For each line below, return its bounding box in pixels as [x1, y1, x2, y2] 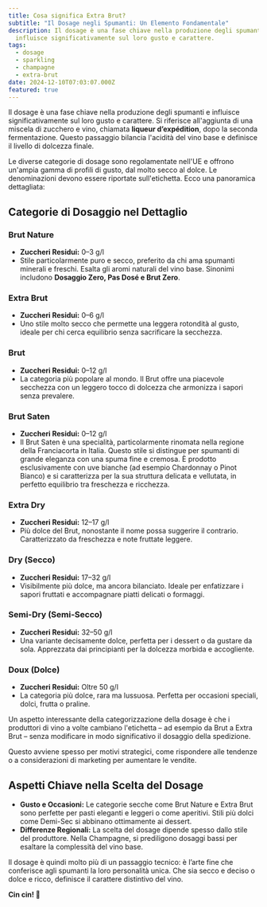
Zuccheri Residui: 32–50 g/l [19, 627, 113, 637]
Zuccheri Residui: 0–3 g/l [19, 248, 105, 257]
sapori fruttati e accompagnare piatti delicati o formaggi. [19, 589, 205, 599]
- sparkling [15, 57, 56, 65]
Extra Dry [8, 499, 46, 510]
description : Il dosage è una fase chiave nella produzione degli [8, 26, 233, 34]
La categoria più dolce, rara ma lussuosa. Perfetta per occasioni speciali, [19, 690, 258, 701]
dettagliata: [8, 182, 45, 192]
